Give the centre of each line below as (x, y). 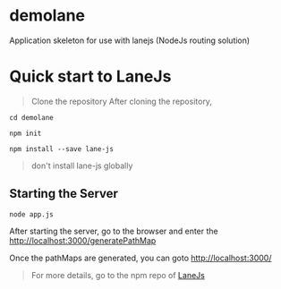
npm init (26, 133)
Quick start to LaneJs (90, 76)
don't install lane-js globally (82, 166)
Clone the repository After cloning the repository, (122, 101)
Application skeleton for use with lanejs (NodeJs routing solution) (130, 40)
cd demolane (31, 117)
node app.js (31, 214)
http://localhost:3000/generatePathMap (83, 240)
